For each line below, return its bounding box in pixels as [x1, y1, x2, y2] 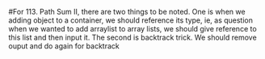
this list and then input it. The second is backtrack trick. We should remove [8, 32, 257, 42]
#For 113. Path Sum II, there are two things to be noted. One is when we [8, 7, 246, 16]
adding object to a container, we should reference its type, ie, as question [8, 15, 253, 25]
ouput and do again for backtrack [8, 41, 120, 51]
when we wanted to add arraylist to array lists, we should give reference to [8, 24, 257, 33]
